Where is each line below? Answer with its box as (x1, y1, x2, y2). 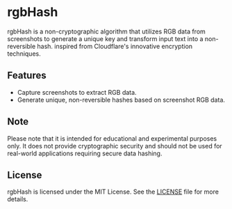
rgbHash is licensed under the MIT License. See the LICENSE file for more (7, 187, 219, 196)
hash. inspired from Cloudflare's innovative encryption (37, 42, 193, 50)
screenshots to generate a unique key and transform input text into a (7, 34, 204, 42)
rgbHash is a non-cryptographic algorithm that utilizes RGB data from (7, 27, 206, 36)
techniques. (7, 49, 41, 58)
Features (7, 70, 47, 82)
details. (7, 195, 28, 203)
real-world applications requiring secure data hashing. (7, 149, 163, 157)
